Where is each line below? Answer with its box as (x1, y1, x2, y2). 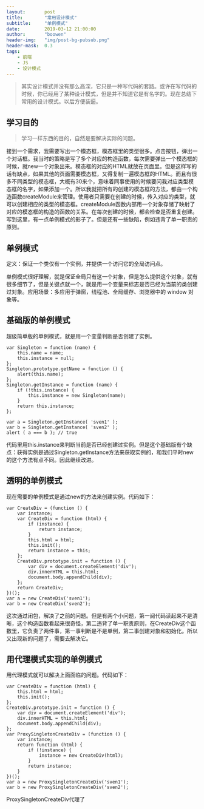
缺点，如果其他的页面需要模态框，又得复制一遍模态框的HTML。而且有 (16, 171, 192, 178)
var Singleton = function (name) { (6, 344, 97, 351)
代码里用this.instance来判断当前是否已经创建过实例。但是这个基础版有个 (6, 441, 187, 448)
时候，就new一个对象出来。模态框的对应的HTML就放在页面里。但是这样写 (6, 163, 192, 170)
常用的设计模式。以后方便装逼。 (21, 98, 101, 105)
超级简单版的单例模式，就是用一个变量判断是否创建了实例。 (6, 332, 155, 340)
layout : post (6, 8, 56, 15)
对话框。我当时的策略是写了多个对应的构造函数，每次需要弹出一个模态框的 (11, 155, 198, 163)
